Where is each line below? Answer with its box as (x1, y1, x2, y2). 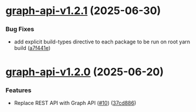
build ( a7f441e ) (14, 45, 51, 52)
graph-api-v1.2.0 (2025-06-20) (5, 65, 164, 79)
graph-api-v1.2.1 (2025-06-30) (5, 4, 161, 18)
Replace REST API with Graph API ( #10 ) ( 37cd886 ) (14, 99, 137, 106)
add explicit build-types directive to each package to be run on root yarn (14, 38, 191, 45)
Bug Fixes (5, 25, 35, 33)
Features (5, 86, 32, 94)
